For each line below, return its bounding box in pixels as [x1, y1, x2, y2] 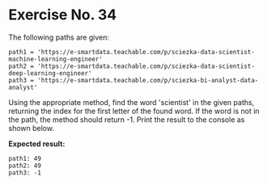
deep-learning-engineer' [8, 69, 92, 78]
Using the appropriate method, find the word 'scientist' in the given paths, [8, 97, 255, 107]
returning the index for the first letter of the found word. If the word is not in [8, 106, 261, 116]
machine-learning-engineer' [8, 55, 104, 63]
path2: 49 [8, 162, 42, 170]
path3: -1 [8, 168, 42, 177]
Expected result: [8, 139, 66, 149]
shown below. [8, 123, 55, 132]
